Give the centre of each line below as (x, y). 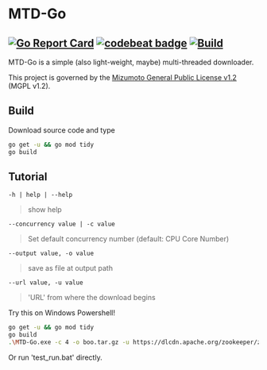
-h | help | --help (41, 195)
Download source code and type (62, 130)
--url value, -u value (46, 283)
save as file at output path (70, 268)
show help (44, 210)
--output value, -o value (51, 254)
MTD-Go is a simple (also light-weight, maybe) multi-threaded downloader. (131, 62)
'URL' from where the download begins (92, 298)
